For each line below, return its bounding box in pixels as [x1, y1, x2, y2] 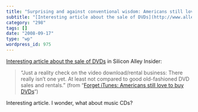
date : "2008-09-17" [6, 31, 54, 37]
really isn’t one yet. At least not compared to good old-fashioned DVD [20, 75, 190, 83]
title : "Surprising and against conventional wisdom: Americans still [6, 8, 183, 15]
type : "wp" [6, 36, 33, 42]
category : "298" [6, 19, 46, 25]
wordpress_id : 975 [6, 42, 51, 48]
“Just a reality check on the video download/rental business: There [20, 69, 183, 76]
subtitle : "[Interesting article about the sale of [6, 14, 136, 20]
